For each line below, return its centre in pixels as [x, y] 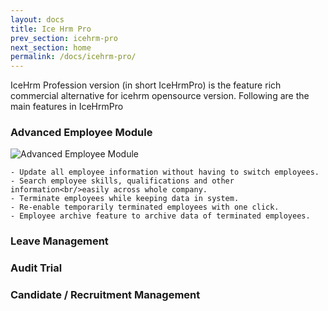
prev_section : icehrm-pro [64, 38]
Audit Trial [36, 268]
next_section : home [51, 47]
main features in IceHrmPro [67, 107]
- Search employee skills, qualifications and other [122, 181]
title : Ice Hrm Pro [51, 29]
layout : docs [37, 19]
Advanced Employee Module [81, 133]
